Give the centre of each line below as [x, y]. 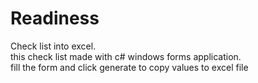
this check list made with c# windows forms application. [126, 56]
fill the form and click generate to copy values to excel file [129, 67]
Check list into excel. [53, 46]
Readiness [55, 18]
